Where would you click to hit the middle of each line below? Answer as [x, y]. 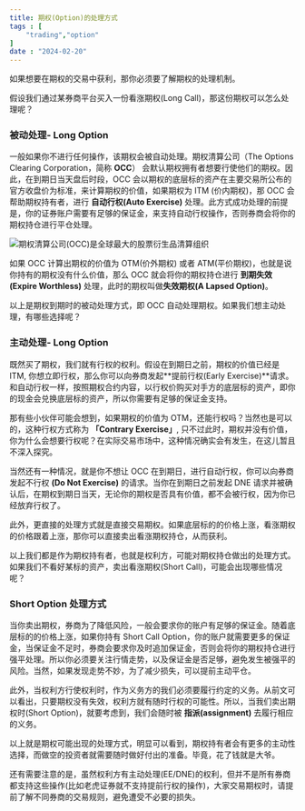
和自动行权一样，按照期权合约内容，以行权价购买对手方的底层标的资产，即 [148, 386]
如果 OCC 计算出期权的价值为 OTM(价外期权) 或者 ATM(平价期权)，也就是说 [151, 264]
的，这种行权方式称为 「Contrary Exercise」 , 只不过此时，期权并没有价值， [151, 429]
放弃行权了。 [41, 505]
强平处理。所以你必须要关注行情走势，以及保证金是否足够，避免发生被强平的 [152, 659]
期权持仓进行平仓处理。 [53, 225]
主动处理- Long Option [59, 343]
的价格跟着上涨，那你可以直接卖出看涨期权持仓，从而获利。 [121, 536]
